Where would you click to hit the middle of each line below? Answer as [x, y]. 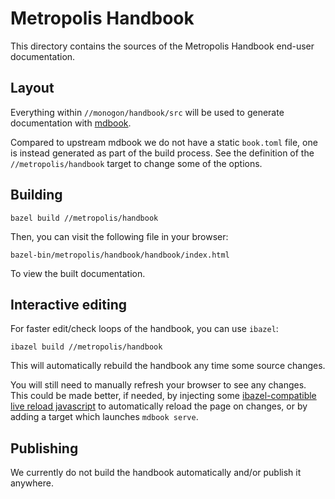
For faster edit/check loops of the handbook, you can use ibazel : [144, 329]
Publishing [44, 448]
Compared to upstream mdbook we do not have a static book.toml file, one [164, 142]
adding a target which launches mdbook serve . [104, 417]
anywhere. [32, 483]
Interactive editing [69, 304]
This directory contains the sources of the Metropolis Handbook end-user [162, 46]
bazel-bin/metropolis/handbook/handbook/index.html [120, 255]
